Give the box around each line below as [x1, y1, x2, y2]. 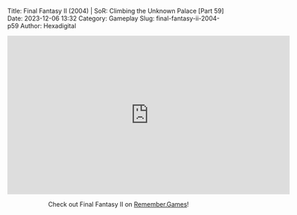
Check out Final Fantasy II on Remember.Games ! [48, 200, 189, 208]
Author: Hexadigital [20, 22, 76, 30]
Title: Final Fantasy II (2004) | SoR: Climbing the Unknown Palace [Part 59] [7, 7, 224, 15]
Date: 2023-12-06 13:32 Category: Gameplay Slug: [7, 14, 155, 23]
